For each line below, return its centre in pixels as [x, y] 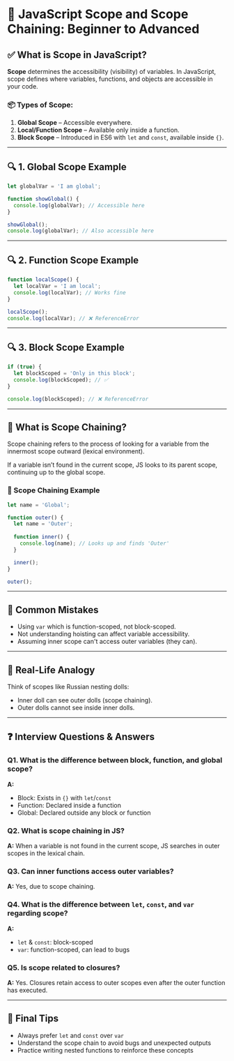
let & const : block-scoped [55, 942]
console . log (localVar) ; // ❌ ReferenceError [73, 318]
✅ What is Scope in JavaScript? [77, 55]
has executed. [28, 990]
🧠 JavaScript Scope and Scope [98, 14]
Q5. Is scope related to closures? [64, 968]
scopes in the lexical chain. [46, 853]
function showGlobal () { [43, 199]
